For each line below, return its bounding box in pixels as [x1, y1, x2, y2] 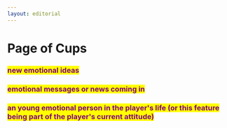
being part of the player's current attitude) [7, 111, 154, 121]
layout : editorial [7, 10, 61, 17]
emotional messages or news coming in [7, 84, 146, 94]
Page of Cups [7, 40, 88, 56]
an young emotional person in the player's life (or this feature [7, 103, 220, 113]
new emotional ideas [7, 65, 79, 75]
